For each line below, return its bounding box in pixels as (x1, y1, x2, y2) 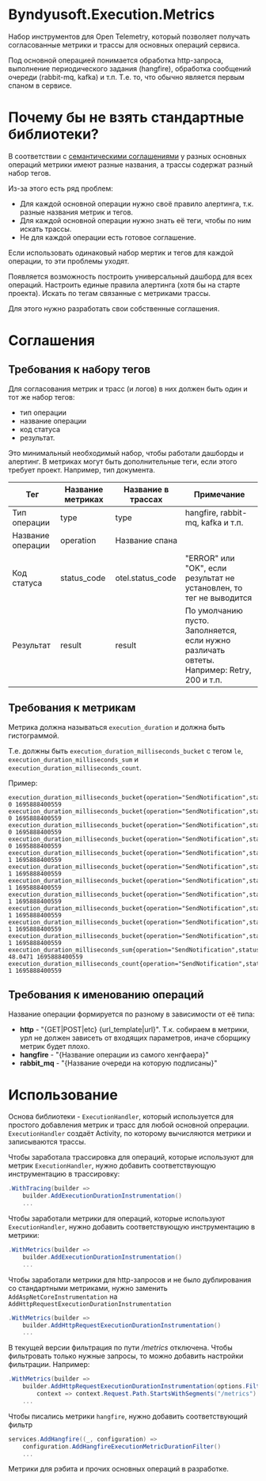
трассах (130, 493, 163, 504)
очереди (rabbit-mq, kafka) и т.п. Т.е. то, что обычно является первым (8, 72, 245, 82)
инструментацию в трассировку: (8, 1169, 120, 1179)
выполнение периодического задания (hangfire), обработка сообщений (8, 63, 252, 73)
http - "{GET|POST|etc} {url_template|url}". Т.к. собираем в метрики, (19, 1024, 249, 1034)
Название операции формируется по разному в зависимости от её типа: (8, 1009, 256, 1019)
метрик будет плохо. (19, 1041, 90, 1050)
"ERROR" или (184, 553, 235, 564)
